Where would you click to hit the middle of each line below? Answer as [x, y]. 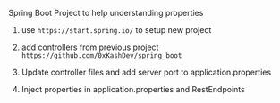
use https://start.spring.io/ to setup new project [116, 30]
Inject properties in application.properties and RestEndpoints [133, 89]
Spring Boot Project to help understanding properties [106, 13]
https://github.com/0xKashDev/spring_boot [102, 56]
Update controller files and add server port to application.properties [146, 72]
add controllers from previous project [90, 47]
